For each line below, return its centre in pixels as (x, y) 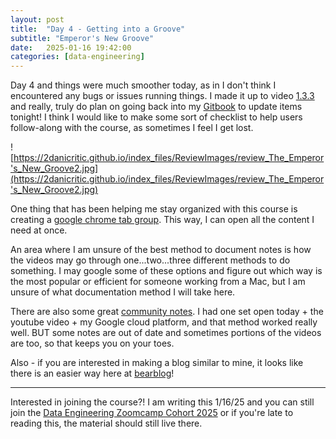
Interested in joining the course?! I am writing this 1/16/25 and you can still (162, 402)
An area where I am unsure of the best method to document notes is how (161, 250)
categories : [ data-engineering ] (77, 57)
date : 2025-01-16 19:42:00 (71, 47)
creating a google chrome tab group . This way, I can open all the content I (162, 220)
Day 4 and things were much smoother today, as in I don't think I (143, 85)
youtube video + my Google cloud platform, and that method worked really (164, 322)
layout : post (37, 19)
